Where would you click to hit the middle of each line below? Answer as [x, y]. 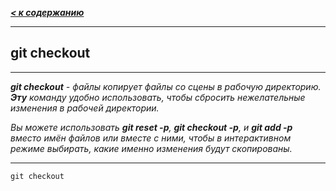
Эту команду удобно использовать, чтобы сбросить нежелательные [158, 97]
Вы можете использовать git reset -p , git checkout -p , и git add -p [151, 127]
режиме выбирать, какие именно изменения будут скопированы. [151, 148]
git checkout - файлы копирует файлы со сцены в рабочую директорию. [166, 86]
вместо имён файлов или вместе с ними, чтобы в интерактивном [151, 138]
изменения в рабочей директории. [85, 108]
